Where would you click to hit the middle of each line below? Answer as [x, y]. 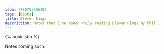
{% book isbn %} [22, 37]
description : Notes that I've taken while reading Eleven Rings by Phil [81, 23]
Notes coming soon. [25, 46]
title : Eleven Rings [26, 18]
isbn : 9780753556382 [26, 9]
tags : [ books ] [20, 14]
